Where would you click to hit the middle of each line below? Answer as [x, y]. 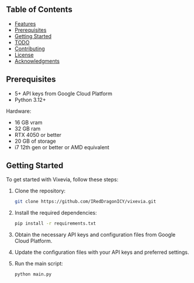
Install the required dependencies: [56, 213]
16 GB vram [28, 122]
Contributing [30, 49]
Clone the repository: [40, 191]
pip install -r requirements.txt [55, 224]
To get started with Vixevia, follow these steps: [62, 180]
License [24, 54]
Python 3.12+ [30, 99]
